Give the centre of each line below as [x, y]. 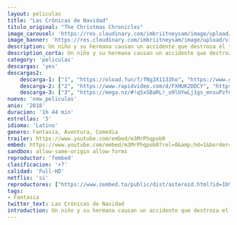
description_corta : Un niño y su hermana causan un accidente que [107, 54]
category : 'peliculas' [41, 60]
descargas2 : [25, 73]
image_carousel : [31, 34]
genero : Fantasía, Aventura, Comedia [63, 132]
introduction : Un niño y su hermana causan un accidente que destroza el [118, 211]
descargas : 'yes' [33, 66]
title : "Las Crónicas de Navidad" [58, 20]
